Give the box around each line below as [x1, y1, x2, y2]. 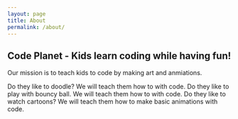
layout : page [7, 10, 46, 18]
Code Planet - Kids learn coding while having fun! [7, 50, 232, 62]
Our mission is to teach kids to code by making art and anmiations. [7, 69, 202, 77]
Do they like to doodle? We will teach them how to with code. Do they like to [7, 82, 229, 91]
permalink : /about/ [7, 23, 65, 30]
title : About [7, 17, 46, 24]
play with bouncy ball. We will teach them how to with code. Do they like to [7, 90, 226, 98]
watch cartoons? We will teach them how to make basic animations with [7, 97, 218, 106]
